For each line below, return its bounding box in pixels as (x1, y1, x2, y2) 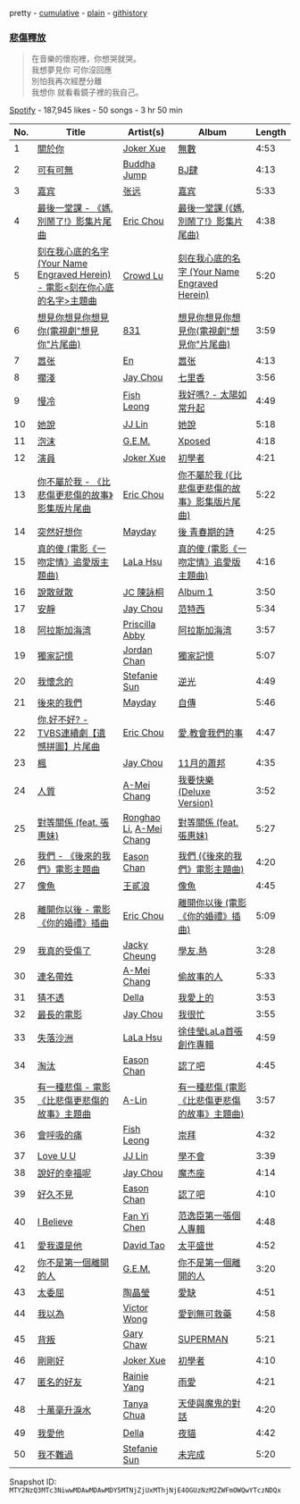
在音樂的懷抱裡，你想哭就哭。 (30, 54, 141, 64)
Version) (178, 797, 214, 810)
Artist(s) (128, 126, 165, 139)
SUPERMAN (178, 1333, 229, 1346)
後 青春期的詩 (178, 526, 235, 539)
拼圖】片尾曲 (46, 741, 101, 753)
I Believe (37, 1215, 73, 1228)
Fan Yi (122, 1210, 149, 1223)
